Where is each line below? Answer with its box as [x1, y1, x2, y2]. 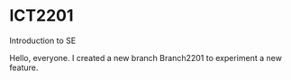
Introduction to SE [9, 35, 77, 46]
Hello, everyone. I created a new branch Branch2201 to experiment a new [9, 52, 282, 63]
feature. [9, 62, 39, 73]
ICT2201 [9, 5, 74, 26]
